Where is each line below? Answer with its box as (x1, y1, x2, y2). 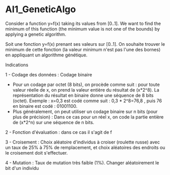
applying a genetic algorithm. (5, 31, 66, 37)
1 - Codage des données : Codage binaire (5, 71, 92, 77)
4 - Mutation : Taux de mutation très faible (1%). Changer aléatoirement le (5, 159, 159, 166)
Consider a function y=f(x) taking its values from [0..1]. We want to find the (5, 20, 161, 26)
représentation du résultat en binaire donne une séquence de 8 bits (12, 92, 154, 98)
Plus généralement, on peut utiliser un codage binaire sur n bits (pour (12, 108, 158, 114)
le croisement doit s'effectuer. (5, 150, 68, 156)
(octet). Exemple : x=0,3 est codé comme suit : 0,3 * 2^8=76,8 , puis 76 (12, 98, 162, 104)
